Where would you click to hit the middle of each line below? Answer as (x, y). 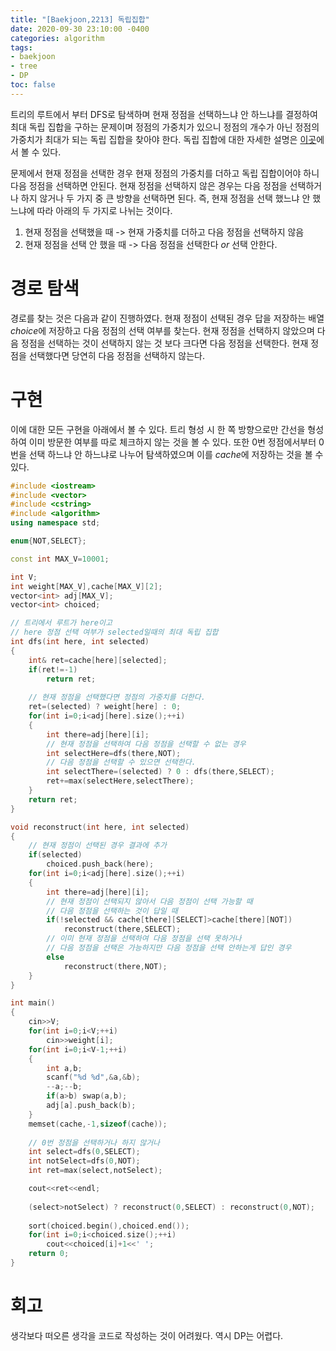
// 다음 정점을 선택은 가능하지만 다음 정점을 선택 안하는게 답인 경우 (169, 948)
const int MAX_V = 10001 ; (60, 559)
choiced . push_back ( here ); (100, 864)
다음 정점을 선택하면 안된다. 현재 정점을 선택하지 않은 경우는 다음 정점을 (149, 185)
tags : (21, 47)
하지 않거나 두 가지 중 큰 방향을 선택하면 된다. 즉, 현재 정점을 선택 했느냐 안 (165, 198)
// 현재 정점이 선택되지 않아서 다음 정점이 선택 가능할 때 (149, 901)
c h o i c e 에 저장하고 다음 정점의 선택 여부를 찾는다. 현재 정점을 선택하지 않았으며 (162, 330)
